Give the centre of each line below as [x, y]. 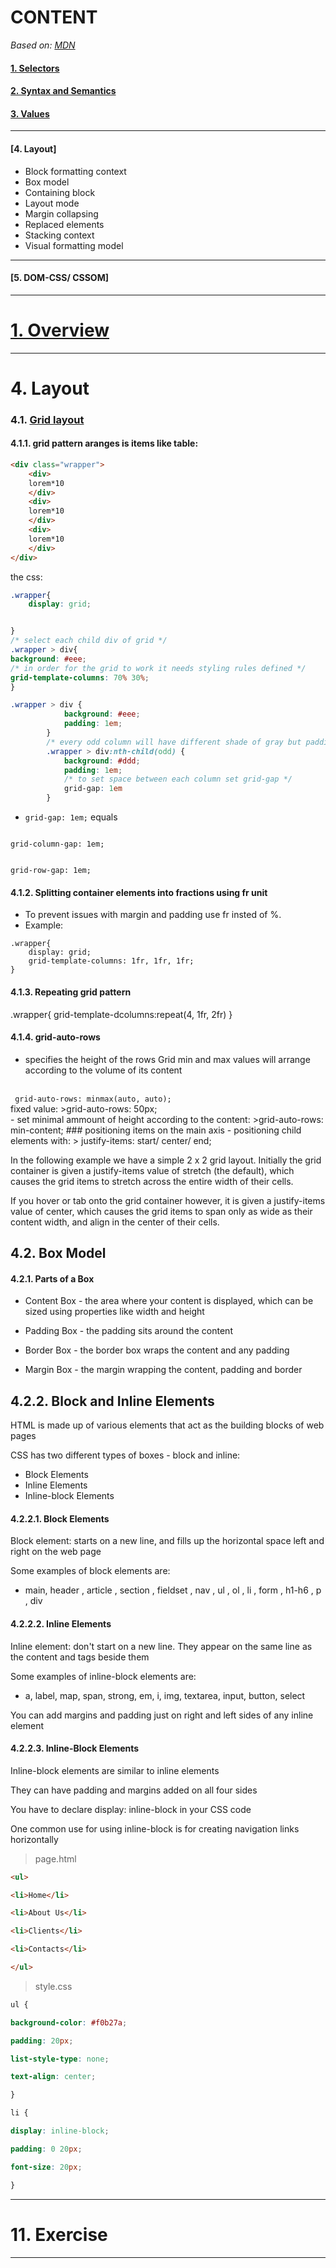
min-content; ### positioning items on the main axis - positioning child [156, 1130]
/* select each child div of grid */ [89, 641]
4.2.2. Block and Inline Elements [112, 1401]
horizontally [34, 1839]
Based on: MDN [43, 45]
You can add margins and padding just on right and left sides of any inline [162, 1715]
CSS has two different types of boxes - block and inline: [125, 1455]
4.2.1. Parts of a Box [52, 1278]
